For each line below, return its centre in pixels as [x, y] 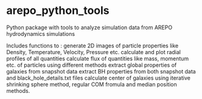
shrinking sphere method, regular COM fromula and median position [92, 84]
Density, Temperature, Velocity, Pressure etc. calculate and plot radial [94, 52]
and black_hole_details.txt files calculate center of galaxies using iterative [98, 78]
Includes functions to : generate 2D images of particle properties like [92, 46]
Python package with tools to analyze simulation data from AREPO [89, 27]
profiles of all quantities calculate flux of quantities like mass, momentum [98, 58]
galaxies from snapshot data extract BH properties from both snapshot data [101, 71]
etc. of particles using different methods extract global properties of [92, 65]
